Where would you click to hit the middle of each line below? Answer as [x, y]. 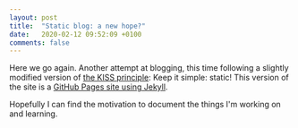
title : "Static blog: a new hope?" [77, 26]
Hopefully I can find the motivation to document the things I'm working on [145, 105]
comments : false [39, 43]
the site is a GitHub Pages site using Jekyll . [89, 87]
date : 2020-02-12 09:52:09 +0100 [76, 34]
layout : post [34, 17]
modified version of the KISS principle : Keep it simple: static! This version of [149, 78]
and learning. [34, 114]
